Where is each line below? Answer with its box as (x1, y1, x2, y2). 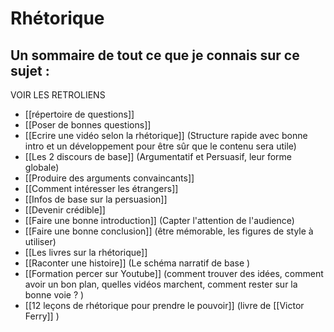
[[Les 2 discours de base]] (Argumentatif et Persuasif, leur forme (24, 151, 293, 162)
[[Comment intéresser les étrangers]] (24, 183, 179, 194)
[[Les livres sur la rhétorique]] (24, 247, 148, 258)
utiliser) (24, 236, 57, 247)
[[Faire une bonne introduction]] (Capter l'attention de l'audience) (24, 215, 295, 226)
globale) (24, 162, 60, 173)
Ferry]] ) (24, 310, 60, 322)
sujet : (10, 62, 50, 79)
